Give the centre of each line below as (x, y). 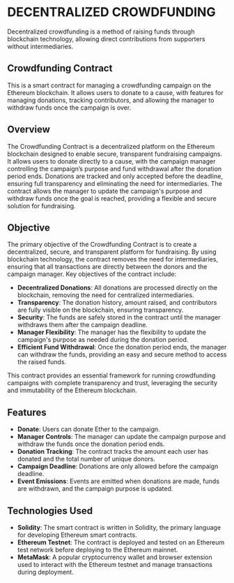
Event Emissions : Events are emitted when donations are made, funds (118, 481)
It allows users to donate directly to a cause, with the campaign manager (111, 161)
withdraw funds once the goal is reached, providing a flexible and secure (112, 198)
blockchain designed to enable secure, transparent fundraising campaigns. (115, 154)
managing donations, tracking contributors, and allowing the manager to (111, 100)
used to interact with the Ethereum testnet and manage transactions (115, 564)
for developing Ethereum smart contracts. (77, 535)
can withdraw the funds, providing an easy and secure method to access (122, 354)
